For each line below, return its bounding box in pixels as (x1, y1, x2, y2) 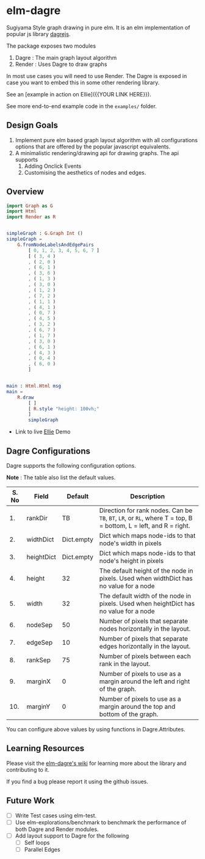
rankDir (26, 514, 48, 522)
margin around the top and (99, 703, 176, 711)
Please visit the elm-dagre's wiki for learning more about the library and (6, 759, 187, 767)
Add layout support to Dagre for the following (15, 832, 129, 839)
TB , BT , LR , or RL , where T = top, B (99, 514, 193, 522)
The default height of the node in (99, 567, 193, 574)
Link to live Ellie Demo (15, 428, 71, 435)
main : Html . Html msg (6, 383, 62, 390)
